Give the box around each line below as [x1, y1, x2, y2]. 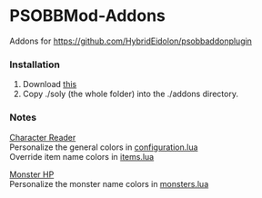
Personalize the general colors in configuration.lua [9, 142, 198, 153]
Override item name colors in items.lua [9, 151, 155, 162]
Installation [9, 58, 61, 71]
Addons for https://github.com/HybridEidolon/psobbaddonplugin [9, 35, 253, 46]
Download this [22, 79, 77, 90]
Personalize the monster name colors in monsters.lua [9, 178, 209, 189]
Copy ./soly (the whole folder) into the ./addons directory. [22, 88, 239, 100]
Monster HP [9, 169, 55, 180]
